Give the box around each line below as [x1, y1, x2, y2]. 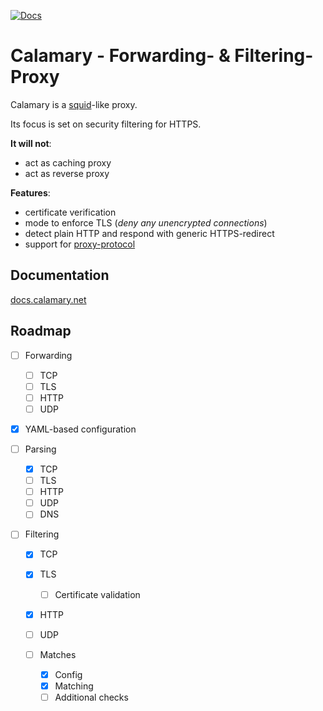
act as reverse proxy [24, 167, 110, 179]
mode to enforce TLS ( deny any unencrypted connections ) [24, 216, 268, 229]
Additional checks [54, 691, 129, 703]
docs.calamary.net [10, 293, 87, 305]
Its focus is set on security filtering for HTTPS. [10, 118, 202, 130]
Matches [39, 648, 77, 660]
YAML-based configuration [24, 423, 137, 435]
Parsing [24, 443, 57, 455]
